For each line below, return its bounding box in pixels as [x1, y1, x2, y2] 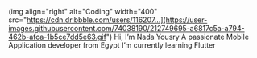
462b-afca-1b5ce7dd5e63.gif [8, 32, 107, 41]
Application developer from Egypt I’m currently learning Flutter [8, 41, 216, 50]
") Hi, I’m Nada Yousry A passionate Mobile [106, 32, 250, 41]
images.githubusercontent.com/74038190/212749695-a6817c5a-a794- [8, 24, 245, 33]
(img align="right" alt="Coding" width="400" [8, 7, 158, 16]
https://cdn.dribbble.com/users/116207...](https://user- [27, 15, 208, 25]
